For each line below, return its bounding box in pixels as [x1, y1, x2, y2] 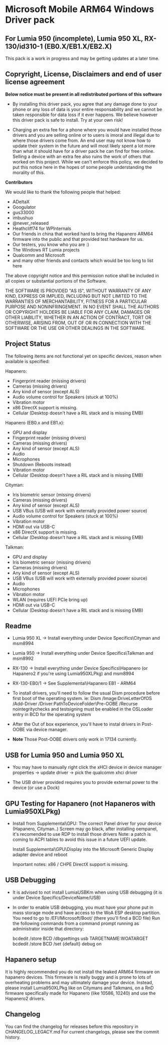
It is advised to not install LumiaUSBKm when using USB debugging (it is [12, 889, 162, 895]
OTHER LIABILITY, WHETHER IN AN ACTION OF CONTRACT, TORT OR [5, 314, 151, 320]
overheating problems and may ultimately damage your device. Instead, [5, 979, 153, 985]
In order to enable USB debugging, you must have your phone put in [12, 904, 154, 910]
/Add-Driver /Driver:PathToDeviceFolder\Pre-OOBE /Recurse [12, 701, 138, 707]
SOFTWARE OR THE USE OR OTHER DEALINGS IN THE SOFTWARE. [5, 325, 146, 331]
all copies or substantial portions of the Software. [5, 278, 107, 284]
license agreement [5, 78, 65, 86]
